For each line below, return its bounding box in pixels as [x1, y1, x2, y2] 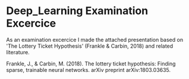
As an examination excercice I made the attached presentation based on [6, 36, 183, 43]
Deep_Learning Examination [6, 4, 149, 18]
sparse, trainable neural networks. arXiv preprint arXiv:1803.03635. [6, 66, 171, 73]
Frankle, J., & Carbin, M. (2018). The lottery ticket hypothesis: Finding [6, 60, 176, 67]
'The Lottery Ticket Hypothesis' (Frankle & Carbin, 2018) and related [6, 42, 174, 50]
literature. [6, 48, 30, 55]
